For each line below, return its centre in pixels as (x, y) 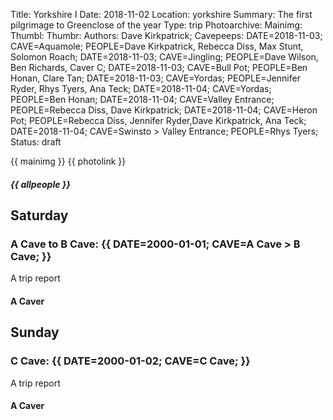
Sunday (35, 332)
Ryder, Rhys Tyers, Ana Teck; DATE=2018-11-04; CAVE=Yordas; (141, 88)
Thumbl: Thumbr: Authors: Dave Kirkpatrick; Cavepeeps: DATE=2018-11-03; (166, 35)
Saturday (39, 215)
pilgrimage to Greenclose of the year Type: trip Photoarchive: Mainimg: (156, 25)
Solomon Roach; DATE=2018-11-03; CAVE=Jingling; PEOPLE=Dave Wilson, (164, 57)
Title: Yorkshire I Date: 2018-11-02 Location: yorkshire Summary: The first (161, 14)
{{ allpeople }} (40, 184)
